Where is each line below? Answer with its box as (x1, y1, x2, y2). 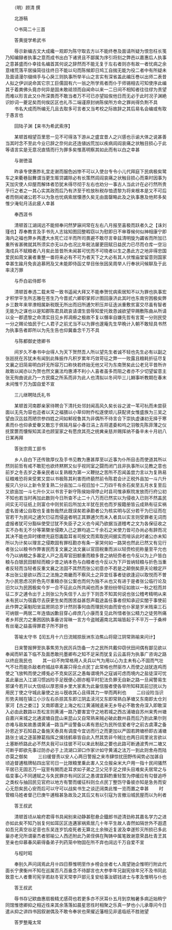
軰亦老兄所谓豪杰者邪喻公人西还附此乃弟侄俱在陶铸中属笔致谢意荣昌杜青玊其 (5, 833, 167, 839)
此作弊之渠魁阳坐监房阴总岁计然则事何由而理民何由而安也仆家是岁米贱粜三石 (5, 604, 167, 609)
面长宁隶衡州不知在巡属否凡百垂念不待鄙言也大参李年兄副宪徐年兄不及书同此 (5, 868, 167, 873)
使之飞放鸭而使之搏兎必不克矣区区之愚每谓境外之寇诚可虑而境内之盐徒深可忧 (5, 670, 167, 676)
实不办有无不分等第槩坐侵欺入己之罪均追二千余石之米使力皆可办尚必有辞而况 (5, 527, 167, 533)
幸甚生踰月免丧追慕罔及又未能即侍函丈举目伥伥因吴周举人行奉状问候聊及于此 (5, 261, 167, 266)
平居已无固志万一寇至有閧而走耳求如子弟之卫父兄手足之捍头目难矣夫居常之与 (5, 766, 167, 772)
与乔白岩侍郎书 (14, 278, 46, 284)
